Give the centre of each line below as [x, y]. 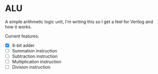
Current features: [22, 36]
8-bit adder [23, 45]
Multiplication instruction [37, 62]
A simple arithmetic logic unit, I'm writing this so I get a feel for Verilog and [79, 22]
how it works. [18, 26]
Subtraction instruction [35, 56]
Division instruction [31, 67]
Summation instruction [34, 51]
